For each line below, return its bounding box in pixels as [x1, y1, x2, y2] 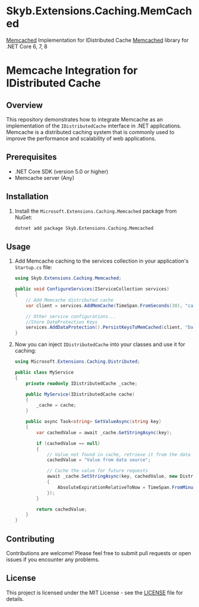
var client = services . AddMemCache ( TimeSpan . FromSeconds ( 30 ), [26, 303, 183, 309]
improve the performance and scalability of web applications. [6, 135, 156, 142]
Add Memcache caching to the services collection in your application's [14, 257, 189, 264]
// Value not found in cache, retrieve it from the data [46, 452, 191, 457]
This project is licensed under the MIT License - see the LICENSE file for [6, 589, 183, 596]
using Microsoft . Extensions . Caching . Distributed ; [14, 359, 141, 365]
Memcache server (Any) [14, 174, 75, 181]
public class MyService [14, 369, 74, 375]
